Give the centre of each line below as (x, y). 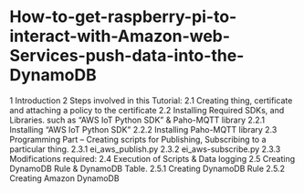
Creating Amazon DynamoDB (65, 178)
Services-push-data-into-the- (127, 56)
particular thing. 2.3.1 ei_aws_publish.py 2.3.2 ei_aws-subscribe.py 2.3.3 (145, 149)
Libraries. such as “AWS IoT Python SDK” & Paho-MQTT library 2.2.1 (137, 120)
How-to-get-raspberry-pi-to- (123, 17)
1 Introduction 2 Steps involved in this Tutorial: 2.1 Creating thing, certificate (151, 100)
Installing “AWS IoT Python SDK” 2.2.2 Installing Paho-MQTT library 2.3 (143, 129)
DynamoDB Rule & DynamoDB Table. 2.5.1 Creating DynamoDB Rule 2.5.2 (147, 168)
